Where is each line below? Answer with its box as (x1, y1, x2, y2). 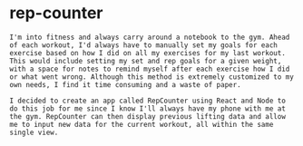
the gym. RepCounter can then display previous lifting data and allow (9, 112, 286, 121)
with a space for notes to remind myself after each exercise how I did (9, 64, 290, 73)
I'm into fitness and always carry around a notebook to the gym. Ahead (9, 33, 290, 42)
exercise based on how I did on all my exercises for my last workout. (9, 48, 286, 57)
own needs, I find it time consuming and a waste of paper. (9, 80, 242, 89)
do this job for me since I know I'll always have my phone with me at (9, 103, 286, 113)
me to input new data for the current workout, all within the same (9, 120, 274, 129)
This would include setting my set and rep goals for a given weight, (9, 56, 282, 65)
